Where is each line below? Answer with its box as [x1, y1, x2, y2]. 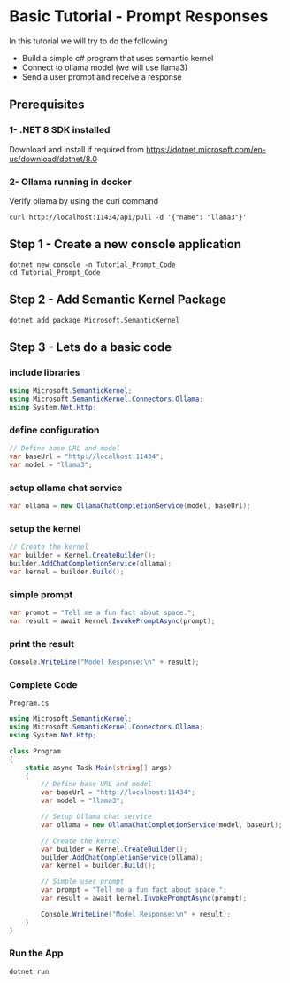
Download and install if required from [9, 144, 144, 154]
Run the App [9, 947, 64, 959]
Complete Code [9, 678, 78, 690]
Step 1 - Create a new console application [9, 237, 241, 252]
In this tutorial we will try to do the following [9, 35, 168, 46]
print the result [9, 637, 75, 650]
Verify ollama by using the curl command [9, 195, 159, 206]
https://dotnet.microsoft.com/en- [145, 144, 267, 154]
